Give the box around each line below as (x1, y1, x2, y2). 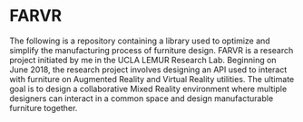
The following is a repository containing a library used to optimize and (9, 35, 270, 46)
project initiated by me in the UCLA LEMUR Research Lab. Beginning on (9, 54, 277, 65)
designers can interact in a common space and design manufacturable (9, 92, 274, 104)
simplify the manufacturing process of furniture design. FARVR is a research (9, 44, 294, 55)
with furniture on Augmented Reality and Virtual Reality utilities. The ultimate (9, 73, 295, 84)
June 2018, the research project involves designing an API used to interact (9, 64, 288, 75)
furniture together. (9, 102, 78, 113)
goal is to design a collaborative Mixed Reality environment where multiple (9, 83, 288, 94)
